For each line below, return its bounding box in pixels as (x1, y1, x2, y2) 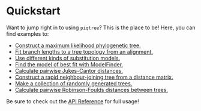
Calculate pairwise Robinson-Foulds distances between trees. (14, 86, 168, 93)
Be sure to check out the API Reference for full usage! (6, 97, 139, 105)
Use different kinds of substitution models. (14, 54, 121, 61)
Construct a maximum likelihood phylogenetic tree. (14, 42, 141, 49)
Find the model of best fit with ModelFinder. (14, 61, 124, 68)
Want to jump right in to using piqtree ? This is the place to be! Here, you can (6, 24, 196, 31)
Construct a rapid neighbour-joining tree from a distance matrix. (14, 73, 173, 81)
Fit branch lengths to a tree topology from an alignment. (14, 48, 153, 55)
